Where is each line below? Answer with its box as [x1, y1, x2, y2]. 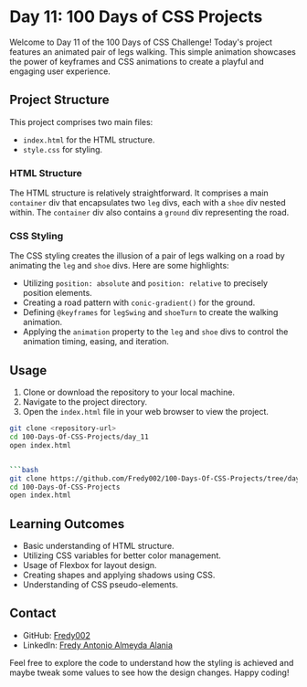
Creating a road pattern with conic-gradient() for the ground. [22, 297, 256, 308]
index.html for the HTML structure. [22, 134, 155, 145]
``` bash [9, 465, 39, 474]
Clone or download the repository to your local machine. [22, 386, 236, 398]
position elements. [22, 288, 93, 299]
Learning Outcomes [9, 516, 125, 532]
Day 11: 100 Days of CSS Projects [9, 6, 263, 27]
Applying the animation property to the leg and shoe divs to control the [22, 326, 289, 337]
